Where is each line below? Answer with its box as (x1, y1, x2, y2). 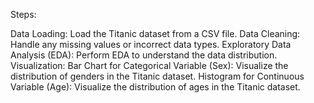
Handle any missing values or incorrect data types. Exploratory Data (10, 39, 292, 50)
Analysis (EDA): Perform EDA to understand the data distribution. (10, 49, 278, 61)
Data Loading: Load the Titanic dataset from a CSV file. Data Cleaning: (10, 28, 301, 39)
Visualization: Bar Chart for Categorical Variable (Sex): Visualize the (10, 60, 289, 71)
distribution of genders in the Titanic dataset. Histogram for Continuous (10, 70, 305, 82)
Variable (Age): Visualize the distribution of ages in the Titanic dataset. (10, 81, 301, 93)
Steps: (10, 9, 37, 20)
